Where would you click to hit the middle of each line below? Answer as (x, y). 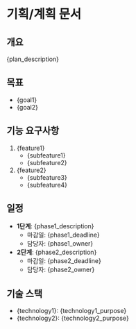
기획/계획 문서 (44, 14)
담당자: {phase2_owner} (61, 270)
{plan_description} (33, 59)
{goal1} (27, 100)
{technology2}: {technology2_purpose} (73, 318)
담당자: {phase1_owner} (60, 244)
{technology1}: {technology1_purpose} (71, 311)
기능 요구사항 (33, 131)
